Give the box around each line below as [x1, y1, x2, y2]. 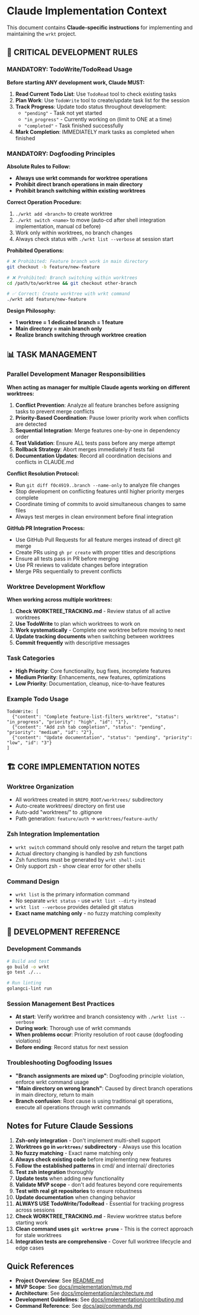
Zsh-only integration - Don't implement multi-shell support [15, 1137, 161, 1144]
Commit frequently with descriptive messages [15, 639, 130, 646]
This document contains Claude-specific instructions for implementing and [7, 24, 193, 31]
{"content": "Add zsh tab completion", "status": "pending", [12, 724, 166, 730]
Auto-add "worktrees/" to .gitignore [15, 809, 102, 816]
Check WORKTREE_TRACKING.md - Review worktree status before [15, 1212, 182, 1220]
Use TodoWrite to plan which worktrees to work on [15, 620, 141, 627]
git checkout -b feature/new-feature [7, 263, 100, 270]
